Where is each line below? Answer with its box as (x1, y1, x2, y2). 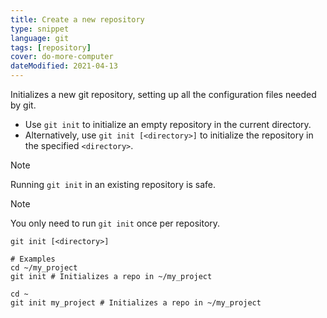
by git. (10, 99, 37, 111)
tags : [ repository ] (10, 42, 92, 53)
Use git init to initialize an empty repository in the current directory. (24, 119, 312, 130)
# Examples (10, 254, 56, 264)
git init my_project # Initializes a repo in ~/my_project (10, 298, 262, 308)
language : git (10, 33, 70, 43)
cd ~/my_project (10, 263, 78, 273)
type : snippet (10, 24, 70, 34)
